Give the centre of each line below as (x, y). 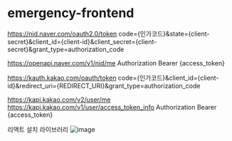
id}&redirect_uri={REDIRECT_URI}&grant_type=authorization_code (104, 85)
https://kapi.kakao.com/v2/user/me (59, 99)
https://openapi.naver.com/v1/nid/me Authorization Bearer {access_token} (116, 63)
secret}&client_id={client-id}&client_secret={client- (82, 41)
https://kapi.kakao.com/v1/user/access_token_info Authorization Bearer (112, 107)
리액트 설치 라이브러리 (38, 129)
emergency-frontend (71, 13)
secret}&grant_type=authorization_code (66, 49)
